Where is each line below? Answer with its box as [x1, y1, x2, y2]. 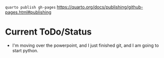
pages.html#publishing [5, 9, 52, 15]
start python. [12, 47, 38, 53]
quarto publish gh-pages [5, 5, 56, 10]
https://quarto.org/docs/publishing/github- [56, 4, 143, 10]
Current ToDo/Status [5, 26, 92, 38]
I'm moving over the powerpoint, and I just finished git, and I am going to [12, 42, 159, 48]
